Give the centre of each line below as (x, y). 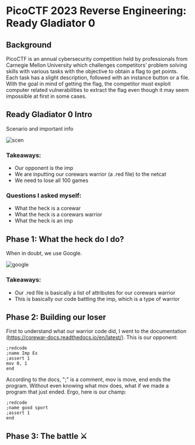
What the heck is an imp (44, 221)
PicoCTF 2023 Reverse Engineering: (96, 11)
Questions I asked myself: (44, 196)
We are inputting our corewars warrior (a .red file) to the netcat (90, 174)
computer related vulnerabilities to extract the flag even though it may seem (97, 90)
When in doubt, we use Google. (44, 254)
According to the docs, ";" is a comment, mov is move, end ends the (88, 379)
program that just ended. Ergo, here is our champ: (66, 392)
